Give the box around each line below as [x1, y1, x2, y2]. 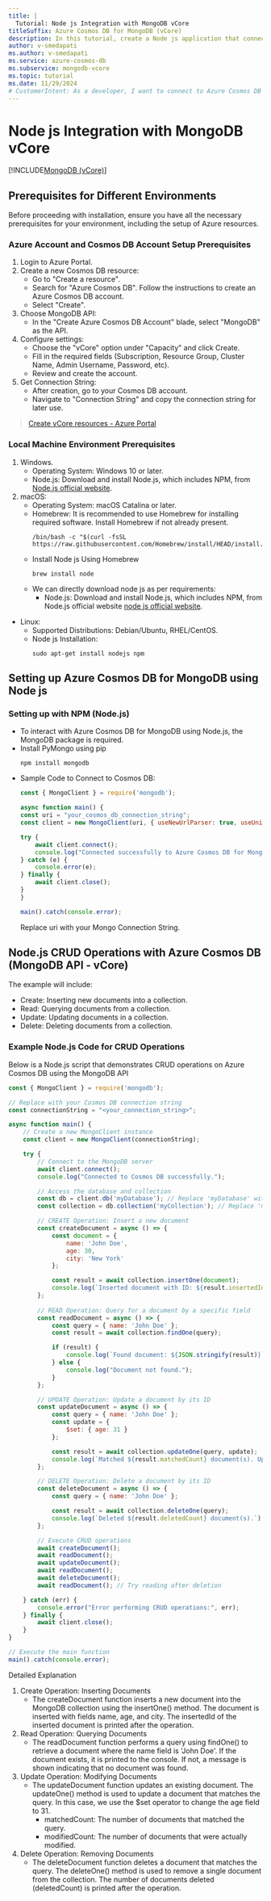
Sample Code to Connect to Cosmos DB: [19, 773, 156, 783]
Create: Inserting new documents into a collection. [19, 995, 188, 1005]
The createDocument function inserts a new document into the [31, 1694, 241, 1704]
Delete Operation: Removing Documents [19, 1849, 155, 1858]
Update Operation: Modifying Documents [19, 1771, 157, 1781]
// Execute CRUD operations [37, 1536, 131, 1544]
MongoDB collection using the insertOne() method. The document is [31, 1702, 260, 1712]
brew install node [31, 570, 94, 578]
